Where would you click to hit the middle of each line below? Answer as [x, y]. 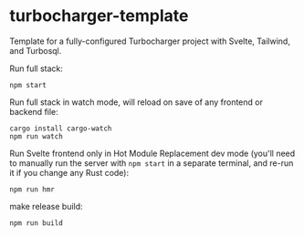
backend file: [34, 111]
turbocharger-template [99, 16]
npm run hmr [32, 189]
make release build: [47, 206]
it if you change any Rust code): [69, 172]
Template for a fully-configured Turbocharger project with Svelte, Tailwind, [150, 41]
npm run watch [37, 136]
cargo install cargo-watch [61, 129]
